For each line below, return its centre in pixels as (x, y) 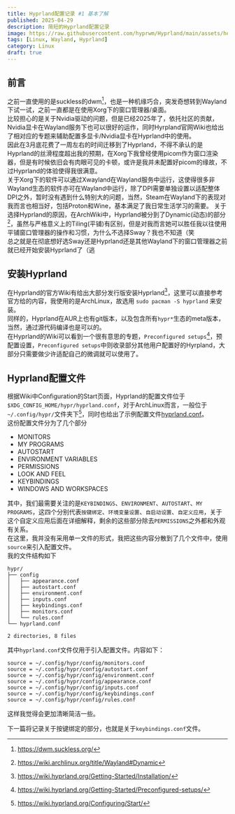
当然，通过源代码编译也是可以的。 (56, 327)
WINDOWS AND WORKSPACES (63, 488)
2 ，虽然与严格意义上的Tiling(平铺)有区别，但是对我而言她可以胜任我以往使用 (117, 223)
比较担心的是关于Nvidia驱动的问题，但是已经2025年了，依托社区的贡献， (113, 119)
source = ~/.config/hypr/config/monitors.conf (76, 663)
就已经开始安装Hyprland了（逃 (51, 250)
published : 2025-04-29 (40, 20)
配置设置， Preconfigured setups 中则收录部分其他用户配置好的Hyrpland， (113, 345)
